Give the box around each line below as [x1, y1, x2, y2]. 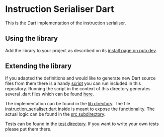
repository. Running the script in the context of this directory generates [5, 85, 151, 91]
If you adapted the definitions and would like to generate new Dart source [5, 75, 156, 81]
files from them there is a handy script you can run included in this [5, 80, 141, 86]
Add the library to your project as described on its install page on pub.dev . [5, 47, 158, 53]
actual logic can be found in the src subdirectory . [5, 111, 106, 117]
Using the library [5, 34, 58, 43]
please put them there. [5, 126, 52, 132]
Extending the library [5, 62, 72, 70]
